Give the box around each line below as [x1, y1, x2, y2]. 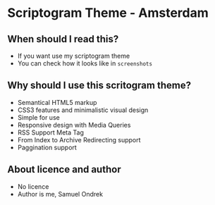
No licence [17, 182, 49, 191]
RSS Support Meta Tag [17, 128, 85, 137]
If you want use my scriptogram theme [17, 51, 130, 60]
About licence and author [7, 163, 121, 175]
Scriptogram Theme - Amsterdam [7, 5, 209, 21]
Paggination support [17, 143, 78, 151]
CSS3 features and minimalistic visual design [17, 106, 149, 114]
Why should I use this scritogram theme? [7, 80, 192, 92]
